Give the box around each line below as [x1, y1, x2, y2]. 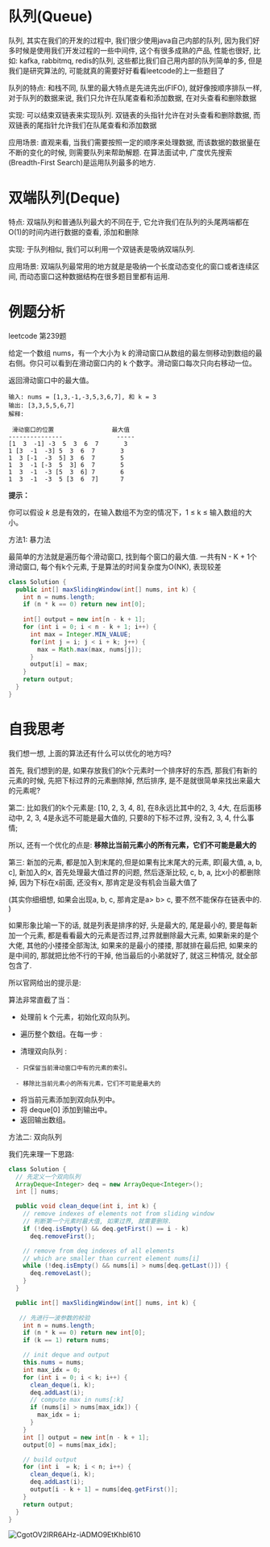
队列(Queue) [8, 7, 93, 26]
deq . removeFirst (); [29, 1232, 95, 1241]
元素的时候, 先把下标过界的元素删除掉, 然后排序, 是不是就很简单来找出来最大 [8, 775, 260, 785]
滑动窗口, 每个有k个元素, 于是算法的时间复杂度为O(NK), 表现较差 [8, 561, 222, 571]
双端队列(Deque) [8, 189, 121, 207]
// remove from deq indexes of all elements [23, 1247, 175, 1255]
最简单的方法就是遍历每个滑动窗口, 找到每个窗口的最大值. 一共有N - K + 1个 [8, 552, 258, 561]
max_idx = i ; [37, 1411, 81, 1420]
